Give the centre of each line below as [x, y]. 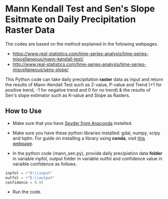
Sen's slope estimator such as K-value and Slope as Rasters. [68, 95]
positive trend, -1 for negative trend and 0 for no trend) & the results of [78, 90]
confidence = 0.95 [24, 182]
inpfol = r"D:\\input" [29, 173]
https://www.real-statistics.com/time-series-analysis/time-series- [80, 54]
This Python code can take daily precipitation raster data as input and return [84, 79]
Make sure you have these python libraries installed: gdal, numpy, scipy [86, 133]
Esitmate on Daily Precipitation [71, 19]
